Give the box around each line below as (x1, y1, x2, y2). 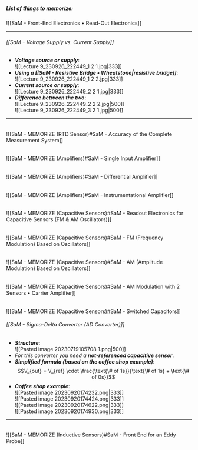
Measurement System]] (6, 136, 64, 144)
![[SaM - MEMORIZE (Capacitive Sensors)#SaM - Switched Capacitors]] (6, 308, 181, 315)
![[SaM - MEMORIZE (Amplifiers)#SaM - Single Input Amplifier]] (6, 155, 160, 162)
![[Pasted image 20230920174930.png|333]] (14, 408, 124, 415)
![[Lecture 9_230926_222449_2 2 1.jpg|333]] (14, 88, 124, 95)
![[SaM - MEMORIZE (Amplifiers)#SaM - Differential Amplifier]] (6, 174, 158, 180)
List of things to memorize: (6, 5, 74, 12)
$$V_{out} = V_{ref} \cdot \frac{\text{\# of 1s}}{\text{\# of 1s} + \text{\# (17, 367, 190, 374)
